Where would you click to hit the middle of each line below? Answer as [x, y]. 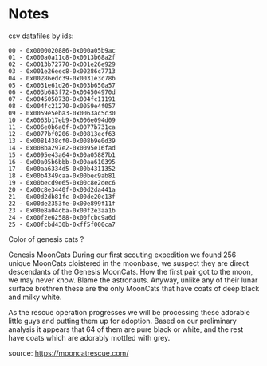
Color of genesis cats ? [46, 239]
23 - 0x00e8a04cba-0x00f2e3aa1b [62, 210]
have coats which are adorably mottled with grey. [89, 337]
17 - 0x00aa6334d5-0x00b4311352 [62, 169]
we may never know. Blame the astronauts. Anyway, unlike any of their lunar [133, 280]
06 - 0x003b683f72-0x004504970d [62, 92]
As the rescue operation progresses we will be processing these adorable [130, 312]
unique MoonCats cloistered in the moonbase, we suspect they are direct [129, 263]
